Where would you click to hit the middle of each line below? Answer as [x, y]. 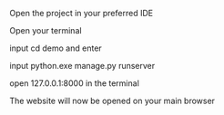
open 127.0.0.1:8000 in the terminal [74, 83]
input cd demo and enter [56, 48]
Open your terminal [46, 30]
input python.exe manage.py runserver [82, 66]
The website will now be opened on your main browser [112, 101]
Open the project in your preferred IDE [81, 13]
